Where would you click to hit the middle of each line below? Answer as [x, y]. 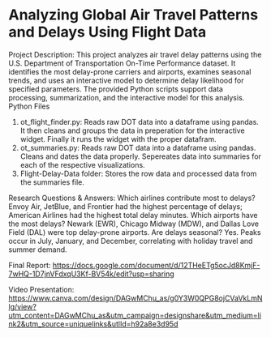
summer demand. [38, 250]
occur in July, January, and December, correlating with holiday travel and [131, 241]
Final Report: [30, 265]
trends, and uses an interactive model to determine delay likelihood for [126, 80]
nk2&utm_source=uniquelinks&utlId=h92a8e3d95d [93, 324]
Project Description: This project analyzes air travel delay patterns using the [135, 54]
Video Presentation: [41, 289]
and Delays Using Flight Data [108, 32]
